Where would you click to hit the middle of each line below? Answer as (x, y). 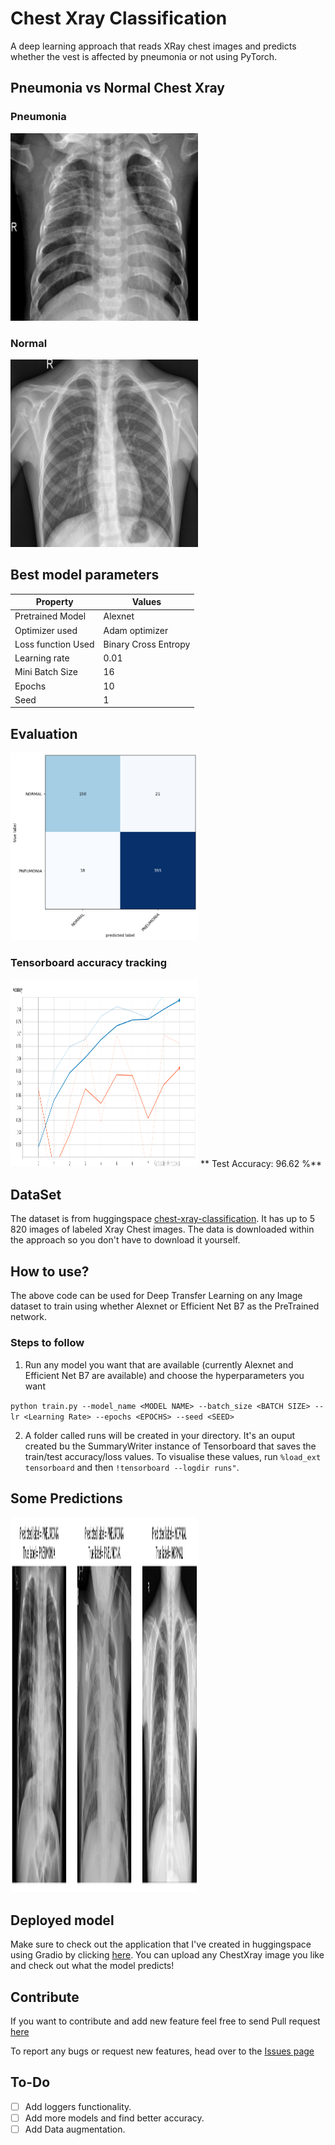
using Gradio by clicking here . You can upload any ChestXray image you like (167, 1955)
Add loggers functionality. (78, 2106)
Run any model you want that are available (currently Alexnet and (159, 1364)
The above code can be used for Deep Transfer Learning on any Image (156, 1296)
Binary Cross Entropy (147, 644)
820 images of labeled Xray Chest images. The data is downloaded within (162, 1229)
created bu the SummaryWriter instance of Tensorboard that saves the (170, 1446)
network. (29, 1317)
